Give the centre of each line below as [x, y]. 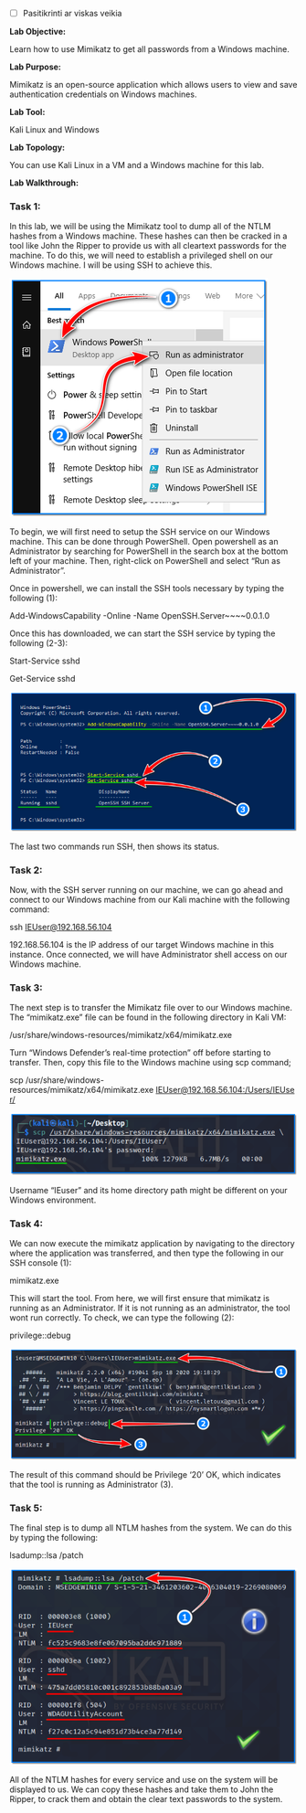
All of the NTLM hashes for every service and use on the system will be [144, 1779]
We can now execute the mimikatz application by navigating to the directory [152, 1244]
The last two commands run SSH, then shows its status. [115, 846]
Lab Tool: [27, 112]
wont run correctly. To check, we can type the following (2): [122, 1318]
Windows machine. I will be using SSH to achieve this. [111, 265]
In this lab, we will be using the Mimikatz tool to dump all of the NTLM [140, 227]
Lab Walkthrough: [44, 183]
